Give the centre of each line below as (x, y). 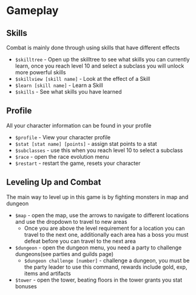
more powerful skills (40, 72)
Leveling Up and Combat (54, 182)
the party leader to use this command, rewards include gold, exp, (106, 267)
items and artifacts (47, 273)
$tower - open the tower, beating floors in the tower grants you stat (99, 280)
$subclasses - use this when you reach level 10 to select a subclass (99, 150)
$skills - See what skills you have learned (69, 92)
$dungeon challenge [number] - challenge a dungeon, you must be (107, 260)
